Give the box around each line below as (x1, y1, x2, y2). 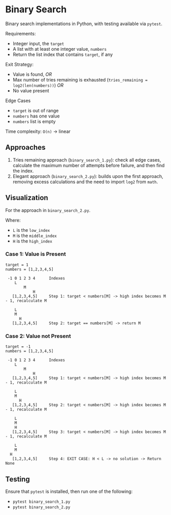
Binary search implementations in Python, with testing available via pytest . (5, 21, 163, 27)
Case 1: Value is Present (5, 250, 66, 257)
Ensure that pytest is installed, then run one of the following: (5, 488, 133, 494)
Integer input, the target (12, 40, 65, 47)
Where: (5, 217, 21, 223)
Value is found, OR (12, 71, 52, 77)
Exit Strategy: (5, 61, 34, 67)
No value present (12, 87, 50, 93)
